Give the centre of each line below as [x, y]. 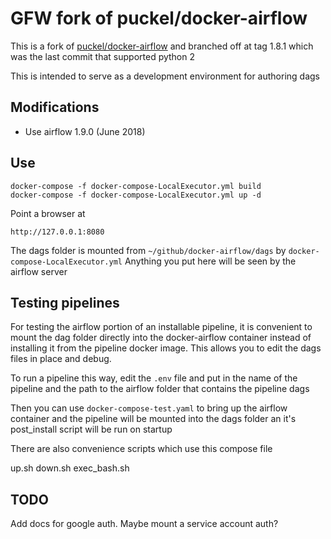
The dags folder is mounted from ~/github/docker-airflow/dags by [148, 250]
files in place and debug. [61, 359]
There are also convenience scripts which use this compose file [141, 449]
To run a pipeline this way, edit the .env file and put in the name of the [154, 378]
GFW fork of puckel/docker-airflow [159, 18]
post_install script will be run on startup [91, 429]
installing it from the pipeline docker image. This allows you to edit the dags [166, 348]
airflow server [39, 271]
